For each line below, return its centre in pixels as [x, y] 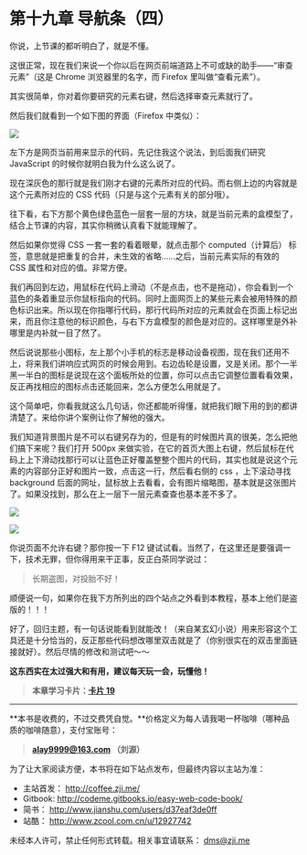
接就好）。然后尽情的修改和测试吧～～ [79, 651]
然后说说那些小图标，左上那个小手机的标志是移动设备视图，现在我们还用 [145, 352]
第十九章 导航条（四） [91, 19]
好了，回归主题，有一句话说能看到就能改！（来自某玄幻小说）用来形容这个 [149, 628]
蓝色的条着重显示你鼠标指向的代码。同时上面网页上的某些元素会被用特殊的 [149, 298]
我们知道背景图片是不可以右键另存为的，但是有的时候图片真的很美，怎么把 [149, 436]
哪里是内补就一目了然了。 [58, 332]
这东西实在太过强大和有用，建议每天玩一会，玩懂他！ [110, 671]
